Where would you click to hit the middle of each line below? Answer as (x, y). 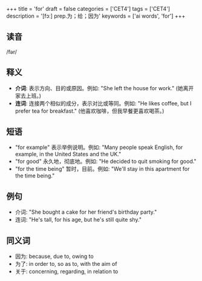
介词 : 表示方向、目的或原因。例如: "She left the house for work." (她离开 (104, 88)
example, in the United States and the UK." (68, 154)
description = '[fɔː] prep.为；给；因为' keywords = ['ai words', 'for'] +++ (96, 16)
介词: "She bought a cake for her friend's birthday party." (86, 212)
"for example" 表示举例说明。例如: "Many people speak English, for (99, 147)
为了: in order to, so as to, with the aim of (66, 264)
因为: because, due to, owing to (54, 256)
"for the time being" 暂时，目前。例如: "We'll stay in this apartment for (102, 169)
